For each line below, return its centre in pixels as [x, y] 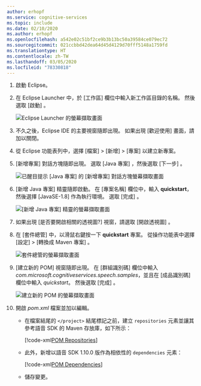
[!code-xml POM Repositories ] [61, 340]
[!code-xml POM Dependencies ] [63, 364]
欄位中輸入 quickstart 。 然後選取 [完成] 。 [67, 282]
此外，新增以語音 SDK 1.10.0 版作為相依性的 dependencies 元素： [103, 352]
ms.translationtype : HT [36, 51]
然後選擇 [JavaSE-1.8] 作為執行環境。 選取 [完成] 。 [79, 197]
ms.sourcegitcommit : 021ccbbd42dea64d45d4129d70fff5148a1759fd [87, 45]
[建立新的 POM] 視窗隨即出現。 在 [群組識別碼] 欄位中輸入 [87, 268]
